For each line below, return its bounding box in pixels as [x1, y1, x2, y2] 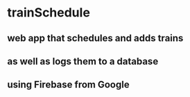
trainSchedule [7, 5, 90, 21]
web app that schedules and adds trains [7, 32, 184, 44]
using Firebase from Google [7, 79, 130, 91]
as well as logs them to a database [7, 55, 159, 67]
